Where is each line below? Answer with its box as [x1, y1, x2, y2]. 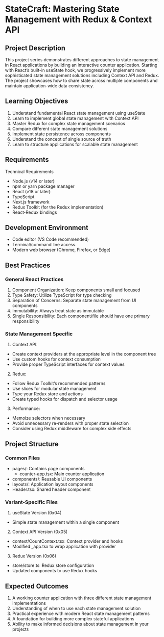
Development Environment [5, 224, 89, 232]
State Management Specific [5, 331, 73, 337]
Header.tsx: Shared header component [12, 486, 91, 492]
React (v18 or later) [12, 188, 51, 194]
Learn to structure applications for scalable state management [12, 141, 138, 147]
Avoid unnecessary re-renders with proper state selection [12, 420, 129, 426]
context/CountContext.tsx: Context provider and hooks [12, 538, 123, 544]
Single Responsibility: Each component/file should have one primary [12, 313, 150, 319]
